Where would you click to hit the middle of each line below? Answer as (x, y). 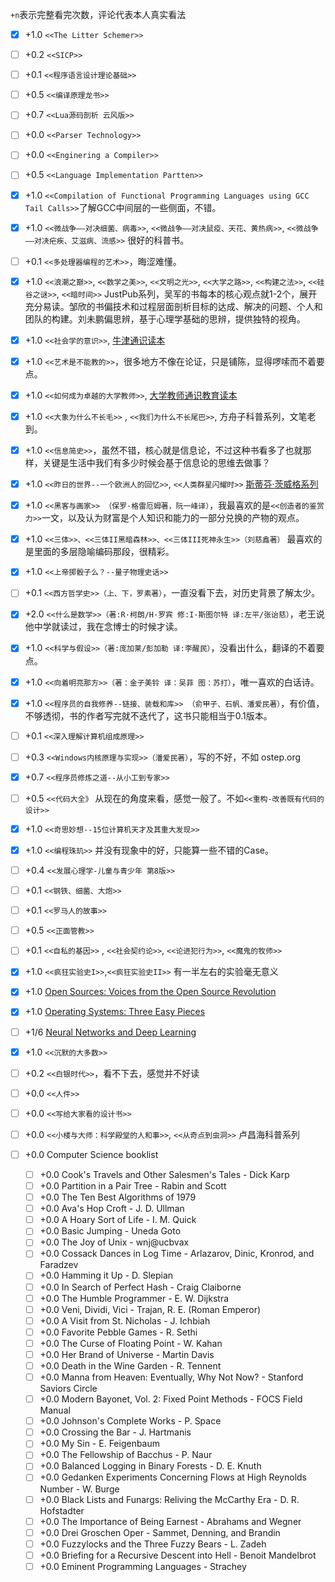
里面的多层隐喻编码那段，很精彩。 (104, 552)
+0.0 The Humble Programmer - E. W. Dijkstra (134, 1298)
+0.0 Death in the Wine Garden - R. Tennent (130, 1365)
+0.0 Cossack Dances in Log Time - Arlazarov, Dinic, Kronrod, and (177, 1254)
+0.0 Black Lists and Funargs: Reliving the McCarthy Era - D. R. (169, 1499)
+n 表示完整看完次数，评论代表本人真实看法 (98, 14)
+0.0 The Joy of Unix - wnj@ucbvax (114, 1242)
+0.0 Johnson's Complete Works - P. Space (130, 1421)
